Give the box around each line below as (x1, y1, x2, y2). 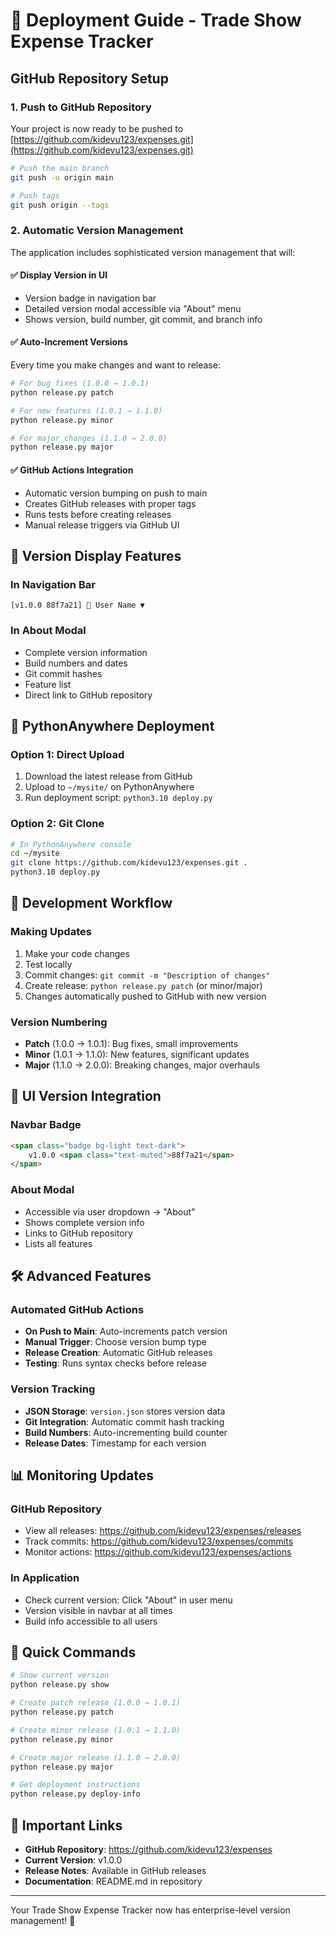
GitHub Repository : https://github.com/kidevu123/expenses (24, 1843, 273, 1855)
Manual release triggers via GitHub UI (24, 519, 180, 531)
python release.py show (10, 1680, 110, 1690)
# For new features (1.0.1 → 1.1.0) (10, 405, 163, 416)
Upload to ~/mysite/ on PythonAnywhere (24, 781, 195, 793)
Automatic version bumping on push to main (24, 487, 208, 499)
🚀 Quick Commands (10, 1644, 137, 1661)
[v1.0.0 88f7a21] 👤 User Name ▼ (10, 600, 145, 611)
